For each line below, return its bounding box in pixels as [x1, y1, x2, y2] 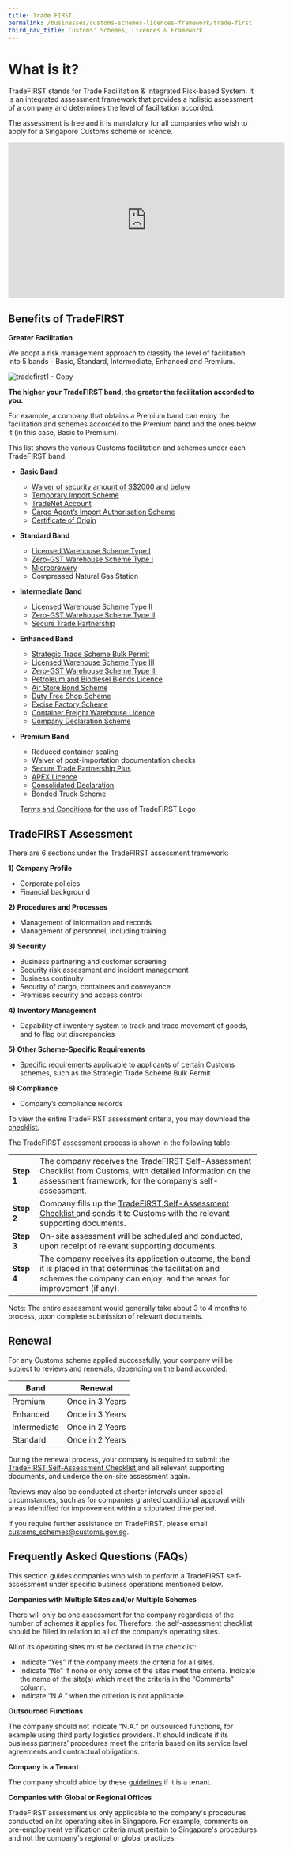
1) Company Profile [8, 863, 73, 872]
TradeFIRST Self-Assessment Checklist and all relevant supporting [8, 1462, 225, 1473]
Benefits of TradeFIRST [8, 312, 125, 325]
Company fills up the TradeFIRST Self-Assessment [39, 1198, 229, 1209]
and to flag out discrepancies [19, 1029, 115, 1038]
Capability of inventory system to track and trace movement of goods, [19, 1020, 249, 1030]
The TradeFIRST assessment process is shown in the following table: [8, 1138, 233, 1147]
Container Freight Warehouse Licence [31, 708, 156, 718]
